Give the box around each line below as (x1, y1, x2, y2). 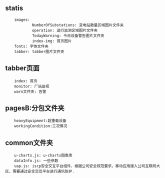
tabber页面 (5, 64, 40, 72)
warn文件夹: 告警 (14, 89, 46, 94)
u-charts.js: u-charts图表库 (14, 153, 72, 158)
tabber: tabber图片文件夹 (14, 49, 64, 54)
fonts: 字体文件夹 (14, 43, 49, 49)
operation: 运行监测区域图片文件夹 (31, 27, 98, 33)
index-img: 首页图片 (31, 38, 72, 43)
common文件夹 (5, 138, 53, 147)
